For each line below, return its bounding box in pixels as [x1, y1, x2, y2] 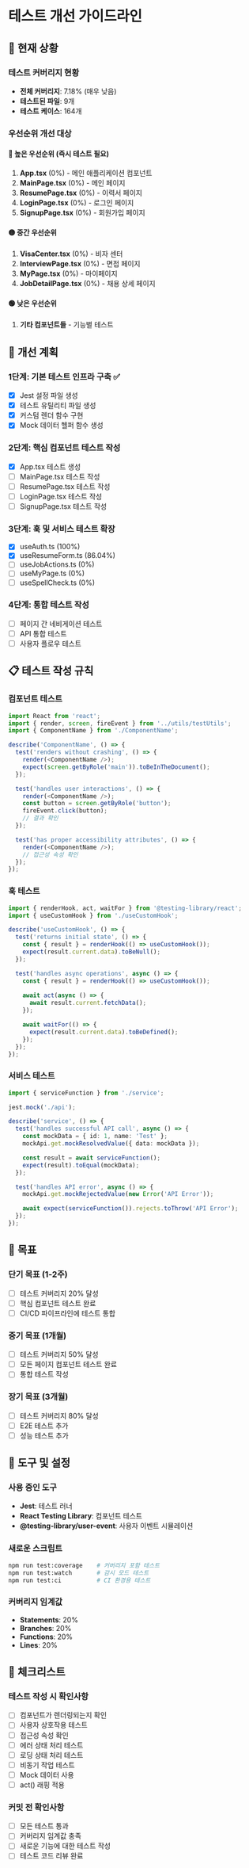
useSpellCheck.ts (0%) [19, 578, 96, 587]
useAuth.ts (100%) [19, 542, 81, 552]
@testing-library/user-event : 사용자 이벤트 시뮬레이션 [19, 1521, 194, 1530]
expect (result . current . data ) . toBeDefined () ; [28, 1028, 179, 1036]
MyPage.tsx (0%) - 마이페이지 [19, 269, 118, 278]
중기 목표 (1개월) [8, 1330, 67, 1341]
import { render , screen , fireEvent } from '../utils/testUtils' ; [8, 719, 232, 728]
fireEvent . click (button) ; [22, 807, 108, 815]
